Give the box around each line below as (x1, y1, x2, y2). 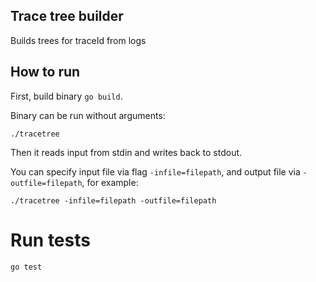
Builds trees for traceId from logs (10, 34, 147, 46)
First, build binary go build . (10, 90, 123, 102)
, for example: (81, 176, 139, 188)
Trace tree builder (10, 8, 124, 25)
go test (10, 262, 43, 272)
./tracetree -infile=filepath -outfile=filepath (10, 195, 217, 206)
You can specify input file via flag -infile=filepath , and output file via (10, 165, 301, 178)
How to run (10, 64, 81, 81)
